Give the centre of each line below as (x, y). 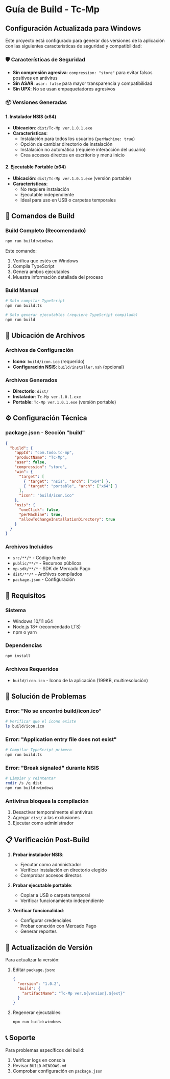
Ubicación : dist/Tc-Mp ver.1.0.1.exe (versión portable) (72, 178)
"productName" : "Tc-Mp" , (41, 458)
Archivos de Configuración (40, 350)
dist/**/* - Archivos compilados (47, 574)
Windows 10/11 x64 (33, 621)
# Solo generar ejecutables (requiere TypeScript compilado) (72, 315)
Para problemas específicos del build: (45, 1050)
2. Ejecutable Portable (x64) (36, 167)
